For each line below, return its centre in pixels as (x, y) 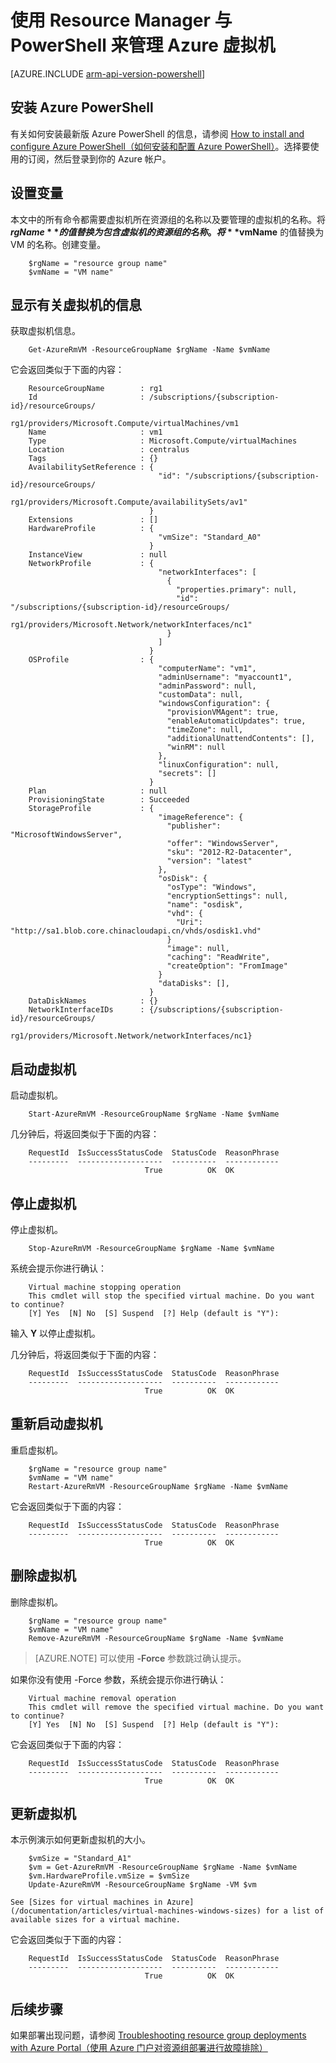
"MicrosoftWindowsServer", (66, 835)
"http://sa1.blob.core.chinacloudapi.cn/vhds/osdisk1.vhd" (136, 931)
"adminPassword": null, (207, 686)
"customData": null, (201, 695)
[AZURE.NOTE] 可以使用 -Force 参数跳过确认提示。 (140, 1658)
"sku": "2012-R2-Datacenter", (229, 852)
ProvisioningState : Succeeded (109, 800)
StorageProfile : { (91, 809)
